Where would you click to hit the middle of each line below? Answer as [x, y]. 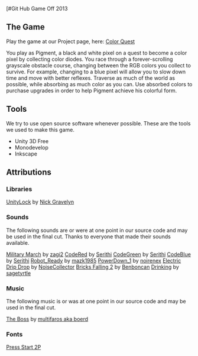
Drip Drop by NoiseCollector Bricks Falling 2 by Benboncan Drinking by [92, 267]
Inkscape [26, 154]
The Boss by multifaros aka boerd [47, 319]
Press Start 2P [24, 347]
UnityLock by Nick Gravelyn [40, 202]
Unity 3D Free [32, 141]
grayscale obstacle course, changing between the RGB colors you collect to [98, 65]
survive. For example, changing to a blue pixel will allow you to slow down [96, 72]
